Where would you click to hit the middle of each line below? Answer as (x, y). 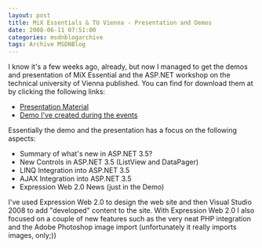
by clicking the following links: (57, 92)
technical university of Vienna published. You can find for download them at (131, 84)
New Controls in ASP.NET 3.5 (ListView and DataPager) (109, 162)
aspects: (22, 138)
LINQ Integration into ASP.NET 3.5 (75, 171)
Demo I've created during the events (78, 115)
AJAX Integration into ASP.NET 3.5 (75, 179)
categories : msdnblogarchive (56, 37)
